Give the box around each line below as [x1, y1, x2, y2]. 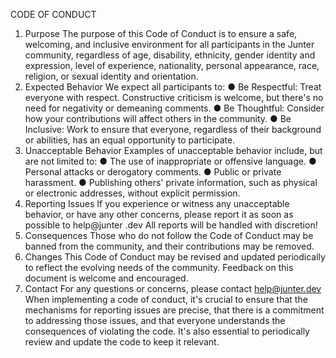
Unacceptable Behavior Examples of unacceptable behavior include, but [24, 145, 323, 156]
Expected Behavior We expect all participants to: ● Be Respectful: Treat [24, 81, 322, 93]
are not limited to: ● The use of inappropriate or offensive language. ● [24, 155, 317, 167]
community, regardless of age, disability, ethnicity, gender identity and [24, 49, 316, 61]
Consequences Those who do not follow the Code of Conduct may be [24, 230, 314, 241]
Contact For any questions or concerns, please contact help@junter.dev [24, 283, 322, 294]
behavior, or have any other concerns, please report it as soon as [24, 209, 294, 220]
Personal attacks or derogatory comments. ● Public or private [24, 166, 282, 178]
